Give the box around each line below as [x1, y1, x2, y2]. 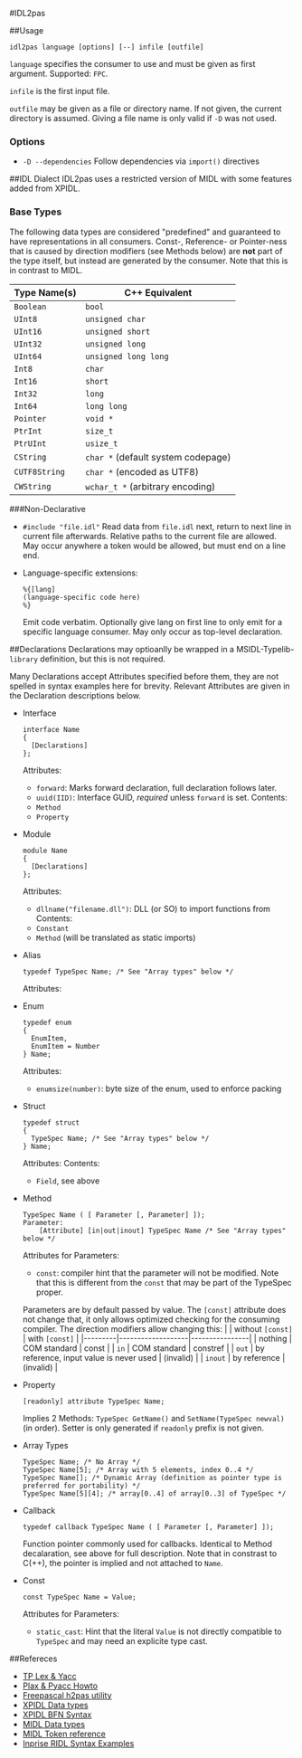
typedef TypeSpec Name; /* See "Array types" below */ [22, 967, 234, 976]
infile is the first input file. [9, 86, 110, 96]
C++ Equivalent [124, 286, 193, 299]
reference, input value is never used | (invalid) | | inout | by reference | [22, 1352, 286, 1363]
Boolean [14, 301, 47, 311]
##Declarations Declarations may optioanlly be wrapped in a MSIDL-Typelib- [9, 643, 295, 654]
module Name [22, 846, 68, 855]
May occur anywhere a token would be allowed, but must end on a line [22, 540, 287, 551]
